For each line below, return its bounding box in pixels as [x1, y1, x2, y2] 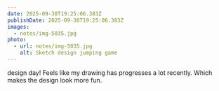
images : [7, 23, 30, 30]
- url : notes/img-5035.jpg [13, 43, 93, 50]
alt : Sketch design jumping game [20, 50, 118, 57]
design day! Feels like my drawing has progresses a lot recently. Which [7, 68, 213, 77]
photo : [7, 36, 27, 43]
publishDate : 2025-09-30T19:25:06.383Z [7, 17, 124, 24]
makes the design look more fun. [7, 76, 102, 84]
